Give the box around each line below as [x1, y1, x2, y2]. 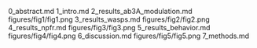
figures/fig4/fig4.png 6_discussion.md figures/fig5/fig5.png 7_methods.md [8, 31, 250, 40]
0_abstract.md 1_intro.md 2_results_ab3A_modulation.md [8, 7, 193, 15]
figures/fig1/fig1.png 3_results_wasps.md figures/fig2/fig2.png [8, 15, 210, 24]
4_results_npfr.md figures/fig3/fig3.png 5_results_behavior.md [8, 23, 211, 32]
